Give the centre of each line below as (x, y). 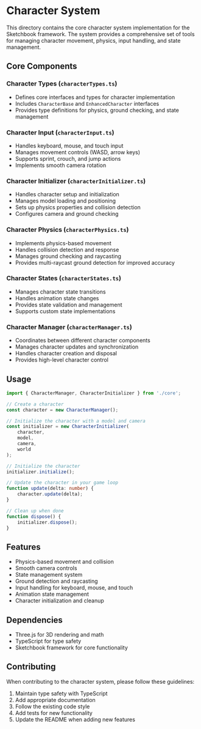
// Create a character (35, 404)
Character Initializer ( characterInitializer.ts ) (76, 181)
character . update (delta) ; (50, 494)
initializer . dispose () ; (48, 522)
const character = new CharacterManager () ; (62, 410)
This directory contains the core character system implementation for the (98, 28)
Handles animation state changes (57, 298)
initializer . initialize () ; (41, 472)
